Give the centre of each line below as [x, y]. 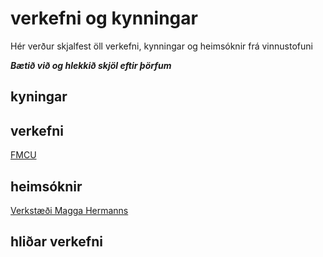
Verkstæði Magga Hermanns [69, 210]
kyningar [39, 97]
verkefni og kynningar [104, 18]
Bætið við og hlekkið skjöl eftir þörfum [91, 65]
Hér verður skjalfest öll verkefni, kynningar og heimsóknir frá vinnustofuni [161, 46]
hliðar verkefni [56, 242]
